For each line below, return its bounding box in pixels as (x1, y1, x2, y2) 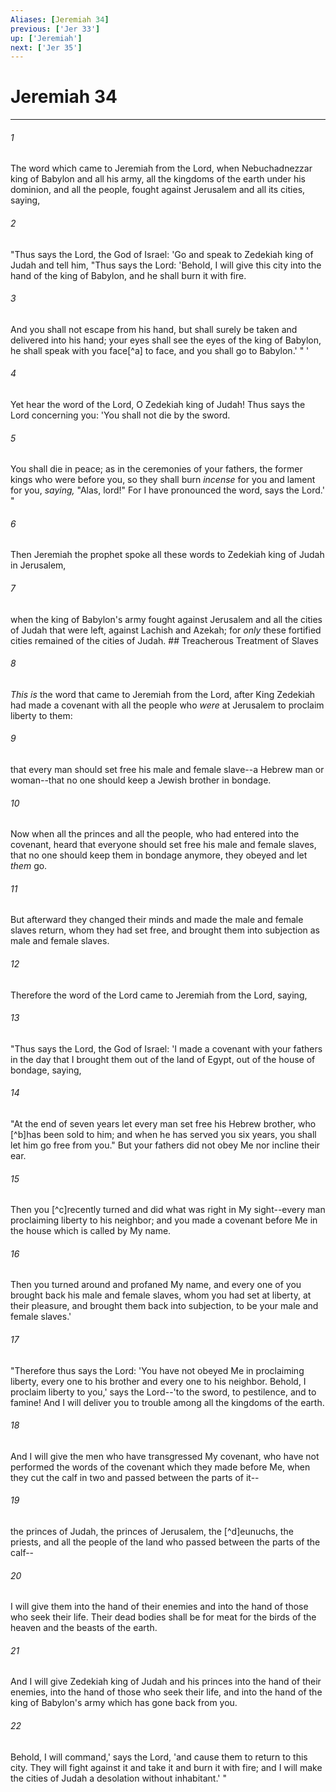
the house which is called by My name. (10, 1225, 172, 1237)
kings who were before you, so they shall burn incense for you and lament (10, 474, 316, 486)
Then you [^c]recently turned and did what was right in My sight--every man (10, 1204, 326, 1216)
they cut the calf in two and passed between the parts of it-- (10, 1471, 260, 1483)
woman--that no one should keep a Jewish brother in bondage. (10, 774, 272, 786)
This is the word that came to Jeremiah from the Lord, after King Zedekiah (10, 688, 316, 700)
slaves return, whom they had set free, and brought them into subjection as (10, 924, 321, 936)
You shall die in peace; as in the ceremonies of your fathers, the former (10, 463, 303, 475)
